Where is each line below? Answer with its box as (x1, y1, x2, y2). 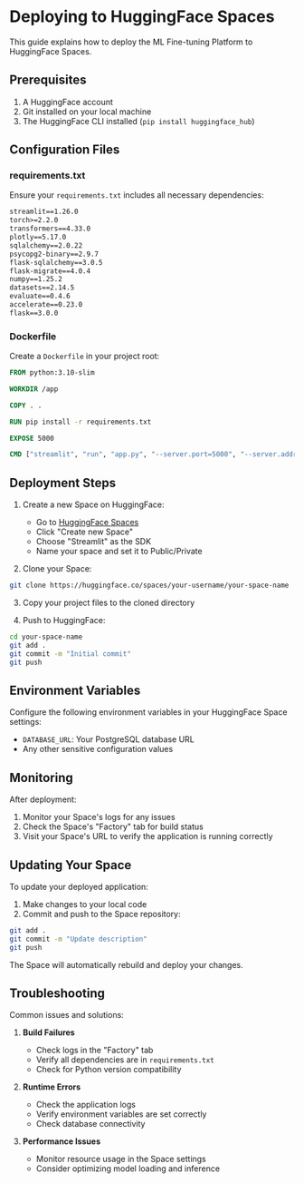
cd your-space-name (9, 632, 83, 641)
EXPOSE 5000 (9, 434, 54, 443)
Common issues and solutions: (9, 1010, 124, 1021)
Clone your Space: (22, 563, 92, 574)
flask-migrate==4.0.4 (9, 266, 91, 276)
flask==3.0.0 (9, 308, 59, 318)
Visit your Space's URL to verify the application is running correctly (22, 831, 273, 842)
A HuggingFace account (22, 96, 113, 107)
